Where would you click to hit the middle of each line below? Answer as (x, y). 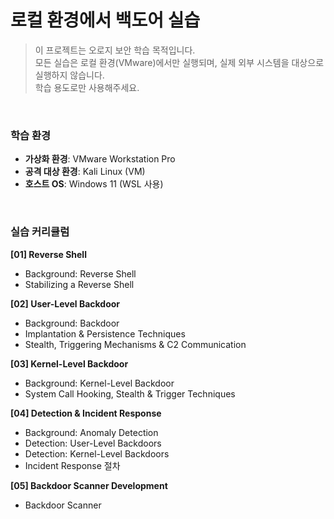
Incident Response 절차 (72, 465)
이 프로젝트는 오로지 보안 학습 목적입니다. (115, 50)
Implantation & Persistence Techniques (105, 333)
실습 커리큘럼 (40, 232)
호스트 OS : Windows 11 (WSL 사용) (94, 184)
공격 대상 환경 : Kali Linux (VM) (85, 172)
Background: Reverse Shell (80, 273)
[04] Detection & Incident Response (86, 413)
